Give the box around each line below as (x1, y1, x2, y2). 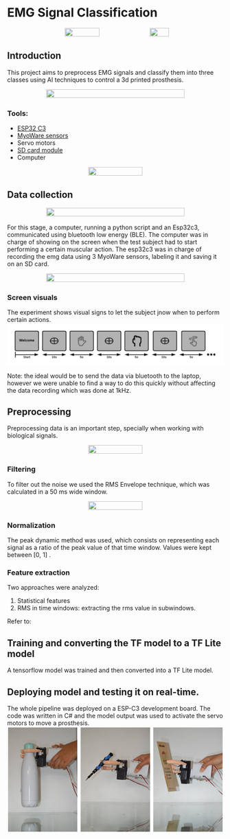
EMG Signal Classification (7, 5, 158, 21)
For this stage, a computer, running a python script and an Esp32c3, (7, 223, 200, 231)
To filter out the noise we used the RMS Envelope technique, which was (7, 480, 210, 488)
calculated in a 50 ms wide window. (7, 487, 108, 496)
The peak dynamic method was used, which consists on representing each (7, 536, 220, 544)
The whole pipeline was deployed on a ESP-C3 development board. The (7, 704, 211, 712)
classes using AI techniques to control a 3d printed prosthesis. (7, 76, 184, 84)
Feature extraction (7, 568, 70, 577)
